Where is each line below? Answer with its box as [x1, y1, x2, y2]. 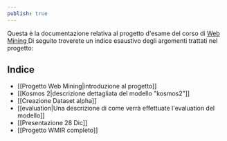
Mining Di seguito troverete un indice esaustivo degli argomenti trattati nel [7, 36, 218, 45]
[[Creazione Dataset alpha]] [17, 97, 97, 105]
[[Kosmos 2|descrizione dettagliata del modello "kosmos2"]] [17, 89, 190, 97]
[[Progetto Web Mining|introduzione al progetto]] [17, 82, 157, 91]
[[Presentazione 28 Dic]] [17, 119, 88, 127]
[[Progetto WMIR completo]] [17, 126, 98, 135]
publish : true [7, 10, 48, 17]
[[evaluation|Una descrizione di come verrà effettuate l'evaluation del [17, 104, 215, 113]
